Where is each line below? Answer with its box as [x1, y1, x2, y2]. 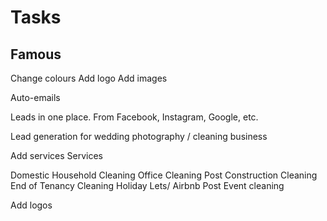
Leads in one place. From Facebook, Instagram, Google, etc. [10, 111, 259, 123]
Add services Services [10, 150, 103, 161]
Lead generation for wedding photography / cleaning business [10, 131, 268, 142]
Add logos [10, 199, 53, 211]
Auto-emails [10, 92, 61, 103]
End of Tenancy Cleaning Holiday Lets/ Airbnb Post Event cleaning [10, 180, 285, 191]
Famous [10, 46, 62, 63]
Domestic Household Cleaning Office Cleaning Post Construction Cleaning [10, 169, 318, 181]
